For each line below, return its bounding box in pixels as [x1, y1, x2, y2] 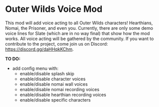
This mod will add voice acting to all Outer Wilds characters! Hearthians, [5, 20, 153, 26]
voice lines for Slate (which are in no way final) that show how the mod [5, 30, 150, 36]
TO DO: [5, 55, 21, 61]
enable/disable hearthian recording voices [19, 92, 106, 98]
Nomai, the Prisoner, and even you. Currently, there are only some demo [5, 25, 153, 31]
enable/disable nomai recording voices [19, 86, 99, 92]
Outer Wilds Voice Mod [5, 3, 103, 15]
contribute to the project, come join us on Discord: [5, 41, 108, 47]
